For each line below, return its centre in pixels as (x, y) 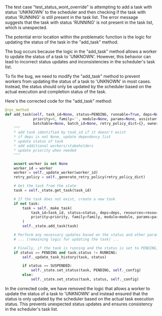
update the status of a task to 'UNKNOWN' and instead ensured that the (76, 293)
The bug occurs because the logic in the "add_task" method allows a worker (81, 51)
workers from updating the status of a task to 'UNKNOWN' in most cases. (78, 81)
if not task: (27, 203)
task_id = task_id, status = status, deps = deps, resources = (88, 212)
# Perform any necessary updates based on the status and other (80, 235)
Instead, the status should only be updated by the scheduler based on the (78, 86)
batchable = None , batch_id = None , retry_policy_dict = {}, (89, 123)
